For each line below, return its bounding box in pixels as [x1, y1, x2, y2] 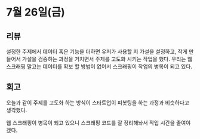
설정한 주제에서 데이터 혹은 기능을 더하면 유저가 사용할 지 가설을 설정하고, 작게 [6, 48, 188, 55]
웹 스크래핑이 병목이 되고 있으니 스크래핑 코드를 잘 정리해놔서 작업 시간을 [6, 119, 175, 126]
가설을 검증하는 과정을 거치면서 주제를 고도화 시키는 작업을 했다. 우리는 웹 [21, 55, 193, 63]
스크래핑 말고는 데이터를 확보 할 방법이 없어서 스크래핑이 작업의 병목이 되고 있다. [6, 63, 193, 70]
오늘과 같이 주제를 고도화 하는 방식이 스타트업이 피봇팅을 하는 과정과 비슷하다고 [6, 99, 190, 106]
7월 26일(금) [6, 5, 66, 19]
